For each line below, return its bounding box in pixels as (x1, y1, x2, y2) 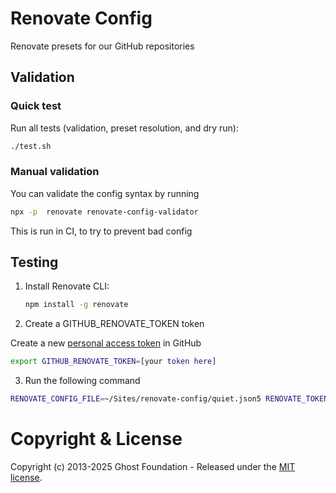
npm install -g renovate (24, 300, 129, 310)
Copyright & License (10, 428, 183, 451)
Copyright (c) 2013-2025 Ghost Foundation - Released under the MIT (10, 461, 296, 473)
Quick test (10, 99, 62, 113)
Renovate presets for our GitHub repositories (10, 40, 195, 52)
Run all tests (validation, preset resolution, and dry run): (10, 122, 240, 134)
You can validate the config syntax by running (10, 187, 200, 199)
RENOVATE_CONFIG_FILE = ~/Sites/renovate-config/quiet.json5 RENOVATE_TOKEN (10, 394, 329, 404)
